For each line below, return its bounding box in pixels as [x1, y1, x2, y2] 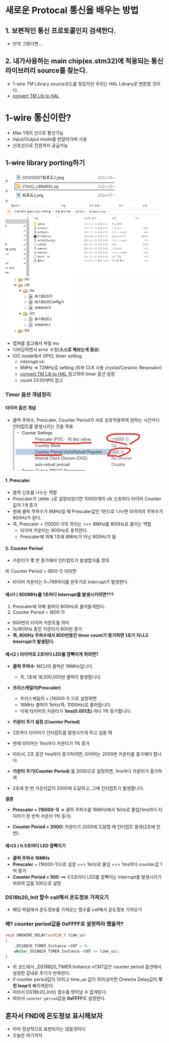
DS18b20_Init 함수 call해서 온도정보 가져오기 [5, 894, 109, 901]
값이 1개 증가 [12, 502, 38, 508]
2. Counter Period [5, 546, 43, 552]
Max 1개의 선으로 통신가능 [12, 129, 64, 135]
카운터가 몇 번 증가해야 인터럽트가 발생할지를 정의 [12, 557, 110, 563]
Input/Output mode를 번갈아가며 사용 [12, 136, 87, 142]
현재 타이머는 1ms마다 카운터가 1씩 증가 [12, 740, 90, 746]
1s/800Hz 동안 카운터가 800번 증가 [12, 626, 82, 632]
